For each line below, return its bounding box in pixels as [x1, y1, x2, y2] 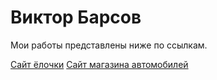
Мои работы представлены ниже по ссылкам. [10, 39, 208, 51]
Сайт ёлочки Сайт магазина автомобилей [10, 58, 189, 70]
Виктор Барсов [10, 6, 142, 29]
